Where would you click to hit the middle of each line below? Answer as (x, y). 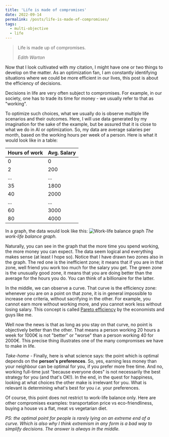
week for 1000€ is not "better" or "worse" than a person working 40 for (79, 335)
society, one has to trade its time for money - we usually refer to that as (79, 98)
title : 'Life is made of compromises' (46, 10)
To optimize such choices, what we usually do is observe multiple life (77, 113)
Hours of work (25, 153)
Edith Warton (31, 57)
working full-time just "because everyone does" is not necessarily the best (83, 372)
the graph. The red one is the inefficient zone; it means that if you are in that (84, 262)
